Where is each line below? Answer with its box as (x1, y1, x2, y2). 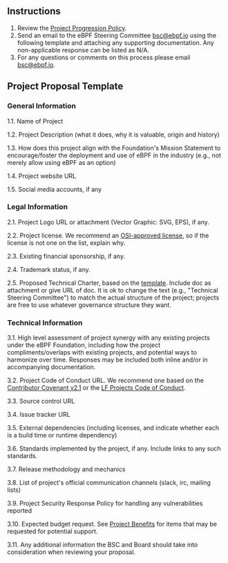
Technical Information (7, 317, 83, 327)
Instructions (7, 6, 61, 17)
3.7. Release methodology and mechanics (7, 465, 126, 473)
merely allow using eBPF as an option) (7, 158, 116, 166)
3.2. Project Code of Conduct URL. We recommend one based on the (7, 376, 204, 385)
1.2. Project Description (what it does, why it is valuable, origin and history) (7, 130, 220, 139)
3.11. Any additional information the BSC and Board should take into (7, 541, 198, 549)
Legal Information (7, 202, 68, 212)
